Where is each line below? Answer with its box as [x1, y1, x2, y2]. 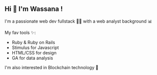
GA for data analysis [11, 55, 53, 61]
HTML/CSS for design [11, 50, 57, 55]
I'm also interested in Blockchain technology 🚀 [4, 64, 99, 70]
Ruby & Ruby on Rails [11, 39, 55, 45]
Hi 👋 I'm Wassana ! [4, 5, 63, 13]
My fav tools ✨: [4, 29, 36, 35]
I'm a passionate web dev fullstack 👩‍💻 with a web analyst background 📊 [4, 18, 153, 24]
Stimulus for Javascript [11, 45, 59, 50]
